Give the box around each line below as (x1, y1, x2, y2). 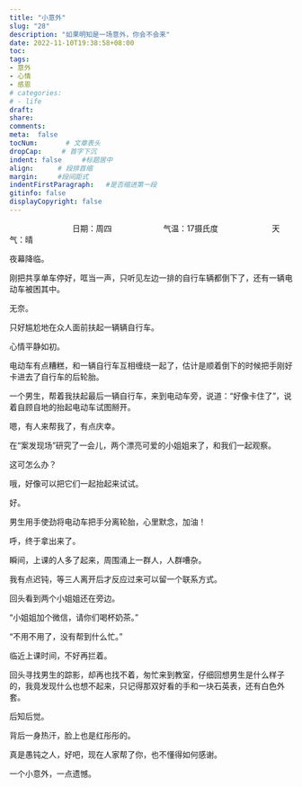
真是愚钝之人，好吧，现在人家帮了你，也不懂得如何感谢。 (9, 748, 222, 760)
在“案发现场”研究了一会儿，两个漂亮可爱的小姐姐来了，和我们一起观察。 (9, 440, 277, 451)
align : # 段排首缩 (9, 164, 93, 173)
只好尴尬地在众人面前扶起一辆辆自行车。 (9, 321, 159, 333)
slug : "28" (9, 22, 50, 31)
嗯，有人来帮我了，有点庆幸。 (9, 420, 120, 432)
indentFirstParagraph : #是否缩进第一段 (9, 181, 157, 190)
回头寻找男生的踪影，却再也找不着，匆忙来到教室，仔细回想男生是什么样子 (9, 669, 285, 680)
